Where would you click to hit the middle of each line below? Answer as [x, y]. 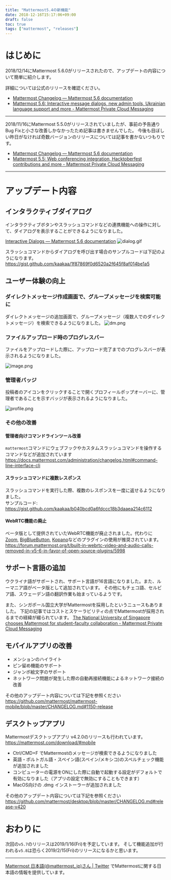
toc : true [16, 24]
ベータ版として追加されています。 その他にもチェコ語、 [90, 587]
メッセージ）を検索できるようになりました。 [56, 323]
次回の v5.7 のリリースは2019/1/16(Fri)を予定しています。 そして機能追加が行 [84, 844]
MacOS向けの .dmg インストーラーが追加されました [67, 785]
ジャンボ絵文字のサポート [39, 672]
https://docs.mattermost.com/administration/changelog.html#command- [81, 460]
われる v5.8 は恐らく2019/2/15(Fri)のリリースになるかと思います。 [73, 850]
